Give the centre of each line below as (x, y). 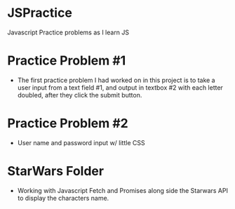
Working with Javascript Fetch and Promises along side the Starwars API (122, 190)
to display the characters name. (63, 198)
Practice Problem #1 (67, 61)
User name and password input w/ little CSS (81, 142)
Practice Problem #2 (68, 123)
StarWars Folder (55, 171)
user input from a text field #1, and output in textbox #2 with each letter (120, 87)
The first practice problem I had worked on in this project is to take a (116, 80)
